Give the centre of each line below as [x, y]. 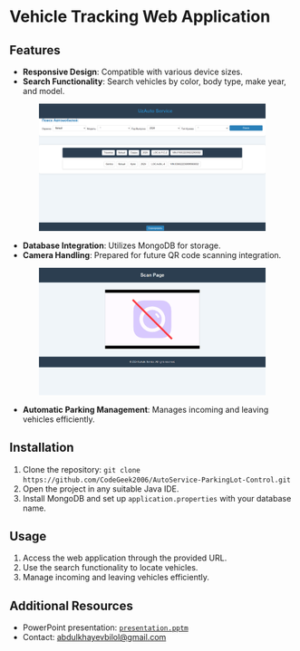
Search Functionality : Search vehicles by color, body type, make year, [155, 81]
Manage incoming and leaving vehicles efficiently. [116, 578]
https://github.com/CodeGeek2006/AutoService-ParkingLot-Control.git [157, 480]
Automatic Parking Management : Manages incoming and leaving [145, 409]
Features [35, 50]
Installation [42, 448]
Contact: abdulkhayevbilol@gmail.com [94, 637]
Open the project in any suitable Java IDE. [101, 488]
